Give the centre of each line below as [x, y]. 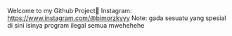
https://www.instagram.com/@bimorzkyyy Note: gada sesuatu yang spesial [117, 18]
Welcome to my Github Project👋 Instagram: [70, 11]
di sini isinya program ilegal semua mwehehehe [76, 25]
